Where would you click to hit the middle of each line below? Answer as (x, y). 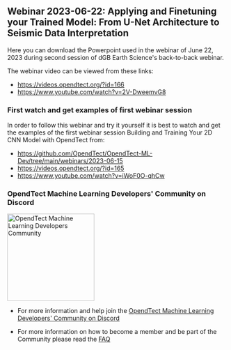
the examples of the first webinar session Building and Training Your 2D (110, 132)
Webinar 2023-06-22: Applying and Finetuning (112, 12)
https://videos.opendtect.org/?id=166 (71, 84)
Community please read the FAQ (64, 339)
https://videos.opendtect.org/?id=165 (71, 168)
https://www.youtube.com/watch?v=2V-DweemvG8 (91, 92)
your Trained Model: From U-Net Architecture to (113, 23)
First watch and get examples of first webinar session (100, 109)
